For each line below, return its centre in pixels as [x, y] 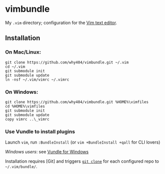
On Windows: [22, 92]
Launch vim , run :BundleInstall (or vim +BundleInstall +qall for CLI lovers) [83, 142]
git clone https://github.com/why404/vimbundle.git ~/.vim [67, 62]
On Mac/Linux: [23, 52]
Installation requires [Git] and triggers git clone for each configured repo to [82, 161]
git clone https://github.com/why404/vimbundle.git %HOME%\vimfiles [77, 102]
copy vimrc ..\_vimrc [27, 119]
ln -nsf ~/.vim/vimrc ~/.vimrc [37, 80]
